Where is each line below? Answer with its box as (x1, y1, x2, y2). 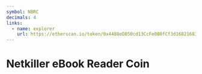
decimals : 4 (6, 14, 36, 20)
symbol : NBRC (6, 8, 39, 15)
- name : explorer (11, 25, 55, 32)
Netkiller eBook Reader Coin (6, 57, 150, 71)
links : (6, 20, 23, 26)
